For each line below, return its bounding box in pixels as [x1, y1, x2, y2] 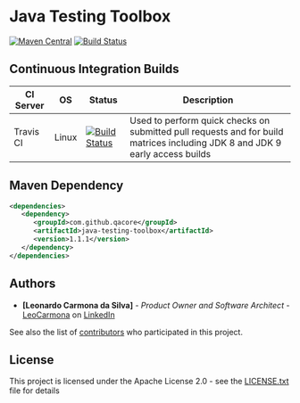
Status [88, 94, 118, 106]
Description [182, 94, 234, 106]
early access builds [129, 147, 212, 160]
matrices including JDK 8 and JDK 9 [129, 136, 282, 149]
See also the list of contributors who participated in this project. [9, 326, 244, 337]
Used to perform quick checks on [129, 114, 271, 127]
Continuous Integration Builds [9, 62, 180, 77]
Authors [9, 276, 56, 292]
